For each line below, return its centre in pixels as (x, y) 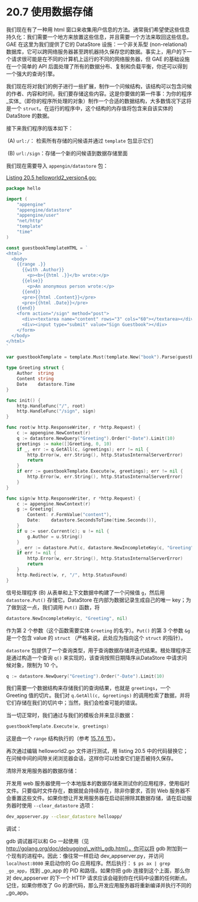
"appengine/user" (38, 216)
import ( (17, 199)
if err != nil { (37, 553)
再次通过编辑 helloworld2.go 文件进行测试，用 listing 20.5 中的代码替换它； (97, 751)
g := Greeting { (35, 509)
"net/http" (30, 221)
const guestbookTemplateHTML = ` (47, 248)
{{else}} (32, 281)
